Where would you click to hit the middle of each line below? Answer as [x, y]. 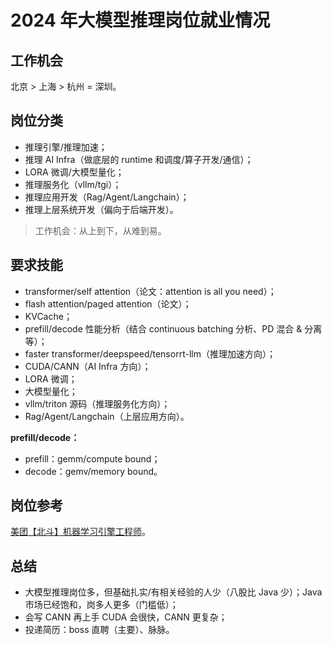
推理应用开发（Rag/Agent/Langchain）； [107, 197]
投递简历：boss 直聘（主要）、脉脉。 [99, 630]
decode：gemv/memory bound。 [93, 471]
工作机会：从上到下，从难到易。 [100, 230]
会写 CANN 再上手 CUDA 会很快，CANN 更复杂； [126, 617]
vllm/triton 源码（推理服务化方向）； [97, 403]
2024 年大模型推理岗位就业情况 [140, 20]
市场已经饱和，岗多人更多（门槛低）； [101, 605]
